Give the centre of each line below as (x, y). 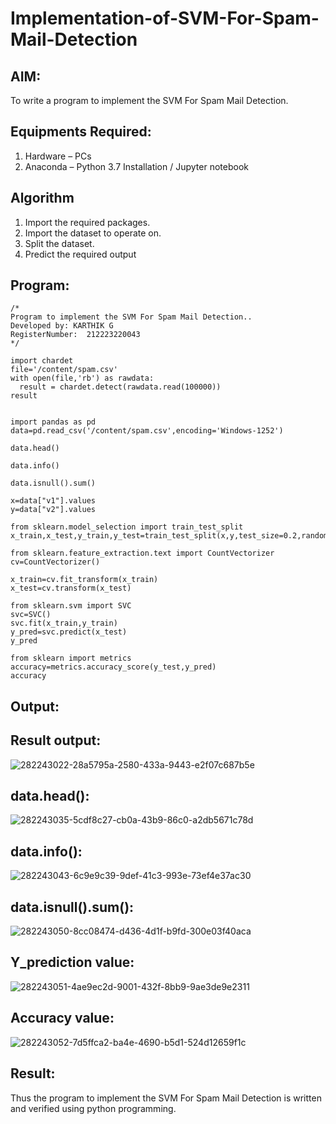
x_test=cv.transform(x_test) (71, 588)
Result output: (56, 740)
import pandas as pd (53, 422)
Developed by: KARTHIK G (62, 326)
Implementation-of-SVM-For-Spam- (165, 18)
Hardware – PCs (58, 156)
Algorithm (42, 198)
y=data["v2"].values (53, 510)
